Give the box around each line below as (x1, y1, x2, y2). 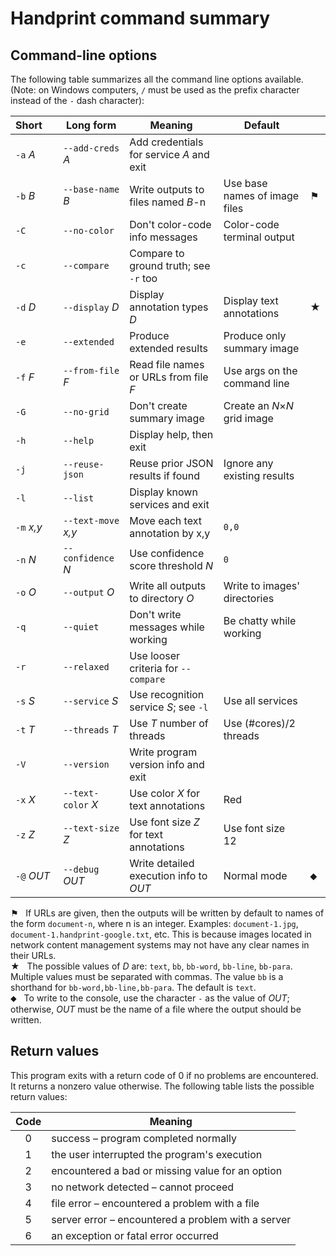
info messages (129, 230, 198, 244)
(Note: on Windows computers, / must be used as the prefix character (10, 84, 300, 96)
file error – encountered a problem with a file (51, 1196, 260, 1210)
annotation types (129, 300, 209, 314)
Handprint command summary (10, 7, 271, 30)
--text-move (63, 515, 120, 526)
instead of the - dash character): (10, 95, 145, 106)
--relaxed (63, 662, 110, 672)
